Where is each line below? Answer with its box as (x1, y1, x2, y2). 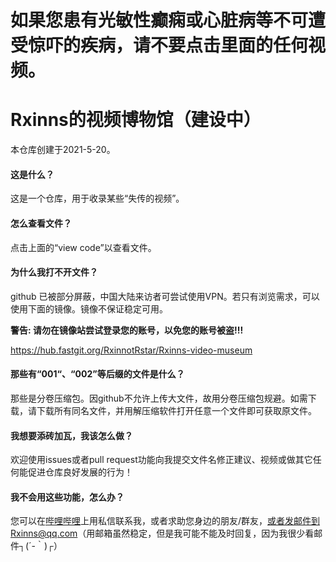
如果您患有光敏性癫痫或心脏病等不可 (10, 9, 309, 32)
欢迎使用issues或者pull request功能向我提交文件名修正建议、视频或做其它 (10, 454, 313, 466)
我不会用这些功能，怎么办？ (10, 491, 125, 503)
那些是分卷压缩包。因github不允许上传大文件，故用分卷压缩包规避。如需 (10, 392, 308, 404)
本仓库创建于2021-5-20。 (10, 144, 116, 156)
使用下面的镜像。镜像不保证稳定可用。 (10, 302, 168, 315)
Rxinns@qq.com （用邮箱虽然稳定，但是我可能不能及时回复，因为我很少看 (10, 527, 315, 540)
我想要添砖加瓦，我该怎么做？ (10, 429, 133, 441)
